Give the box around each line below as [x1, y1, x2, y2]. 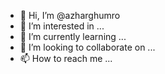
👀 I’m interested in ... [19, 20, 105, 32]
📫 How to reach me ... [19, 53, 113, 64]
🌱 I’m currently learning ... [19, 31, 127, 42]
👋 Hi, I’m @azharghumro [19, 10, 121, 21]
